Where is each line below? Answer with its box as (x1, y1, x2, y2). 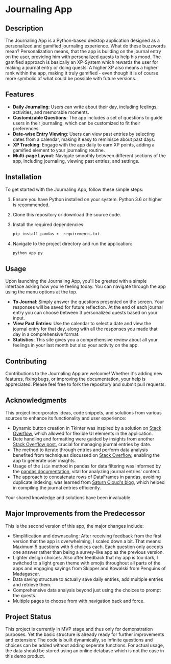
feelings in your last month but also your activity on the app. (12, 342, 139, 348)
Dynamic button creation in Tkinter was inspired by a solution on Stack (12, 425, 162, 431)
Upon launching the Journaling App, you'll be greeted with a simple (5, 278, 147, 284)
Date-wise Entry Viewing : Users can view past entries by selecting (12, 131, 155, 137)
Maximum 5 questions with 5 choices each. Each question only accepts (12, 544, 163, 550)
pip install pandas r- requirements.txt (12, 231, 100, 236)
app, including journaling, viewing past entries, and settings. (12, 158, 139, 164)
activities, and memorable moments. (12, 109, 89, 115)
